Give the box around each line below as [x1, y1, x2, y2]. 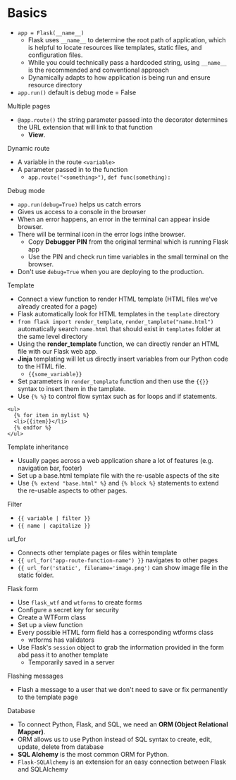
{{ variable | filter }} [17, 514, 91, 522]
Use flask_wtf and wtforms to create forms [17, 598, 142, 607]
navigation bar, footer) [17, 464, 82, 472]
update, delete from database [17, 742, 104, 751]
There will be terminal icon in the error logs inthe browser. [17, 230, 186, 238]
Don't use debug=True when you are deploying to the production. [17, 267, 204, 276]
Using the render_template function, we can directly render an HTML [17, 340, 220, 348]
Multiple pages [7, 101, 51, 110]
